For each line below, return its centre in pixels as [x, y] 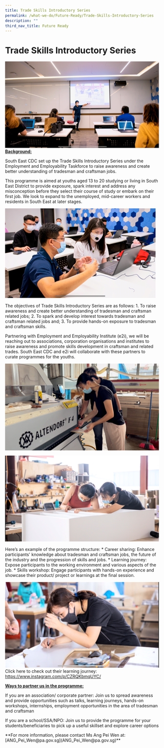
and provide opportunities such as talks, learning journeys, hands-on [74, 701]
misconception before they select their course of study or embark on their [80, 191]
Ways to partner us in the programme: [44, 686]
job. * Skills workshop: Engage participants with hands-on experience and [80, 570]
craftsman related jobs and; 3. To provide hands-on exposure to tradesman [81, 321]
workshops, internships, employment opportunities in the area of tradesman [82, 706]
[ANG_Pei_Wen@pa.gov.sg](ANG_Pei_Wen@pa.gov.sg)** [63, 740]
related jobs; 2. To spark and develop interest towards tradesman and [75, 316]
